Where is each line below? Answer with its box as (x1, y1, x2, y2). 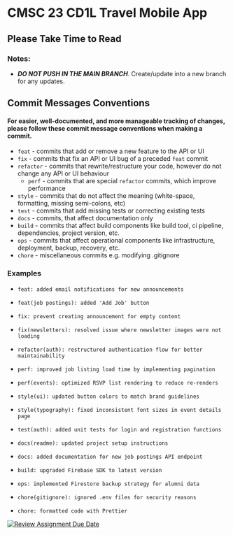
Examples (7, 269, 42, 278)
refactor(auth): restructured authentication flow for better (17, 346, 203, 353)
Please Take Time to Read (7, 33, 122, 45)
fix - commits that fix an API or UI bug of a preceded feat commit (17, 155, 209, 163)
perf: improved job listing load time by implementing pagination (17, 366, 216, 373)
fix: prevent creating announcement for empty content (17, 313, 181, 320)
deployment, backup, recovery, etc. (17, 243, 120, 252)
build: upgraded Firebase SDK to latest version (17, 466, 162, 473)
